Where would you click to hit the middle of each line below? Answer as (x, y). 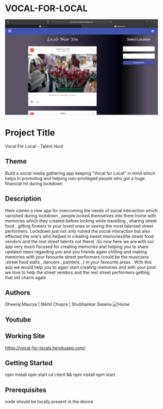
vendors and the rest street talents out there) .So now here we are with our (80, 241)
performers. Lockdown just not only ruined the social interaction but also (78, 231)
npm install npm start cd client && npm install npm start (60, 375)
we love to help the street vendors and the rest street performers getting (77, 272)
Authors (18, 292)
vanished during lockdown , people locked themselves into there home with (81, 215)
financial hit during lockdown (34, 183)
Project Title (30, 133)
